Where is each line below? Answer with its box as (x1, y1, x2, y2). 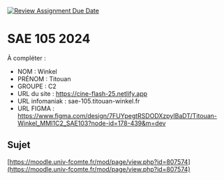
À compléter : (7, 54, 47, 62)
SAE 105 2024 (7, 31, 91, 47)
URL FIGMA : (17, 104, 54, 113)
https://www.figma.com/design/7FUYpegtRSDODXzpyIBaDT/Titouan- (17, 111, 218, 120)
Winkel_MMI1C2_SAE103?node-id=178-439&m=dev (17, 119, 166, 127)
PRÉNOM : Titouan (17, 74, 71, 83)
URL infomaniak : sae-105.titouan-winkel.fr (17, 97, 140, 105)
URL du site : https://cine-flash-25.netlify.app (17, 89, 148, 97)
